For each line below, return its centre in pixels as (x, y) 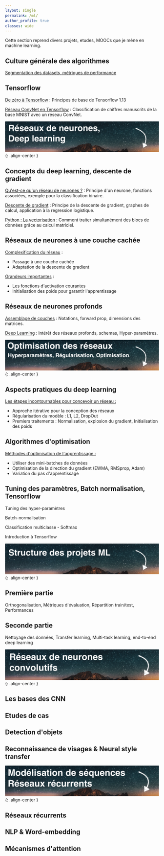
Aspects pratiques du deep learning (61, 389)
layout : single (20, 10)
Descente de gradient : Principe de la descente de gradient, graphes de (77, 205)
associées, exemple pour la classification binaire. (54, 196)
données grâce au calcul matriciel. (40, 225)
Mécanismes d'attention (43, 848)
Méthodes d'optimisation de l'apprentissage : (51, 453)
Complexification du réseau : (34, 252)
